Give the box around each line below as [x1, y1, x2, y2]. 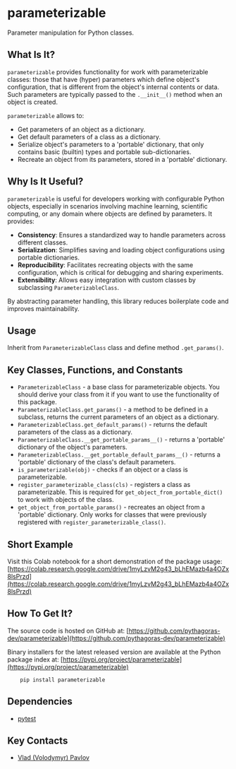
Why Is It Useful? [7, 175, 84, 188]
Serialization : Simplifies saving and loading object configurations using [17, 245, 225, 254]
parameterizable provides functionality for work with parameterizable [7, 67, 209, 76]
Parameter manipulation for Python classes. [7, 28, 135, 37]
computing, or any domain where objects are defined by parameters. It [7, 209, 213, 218]
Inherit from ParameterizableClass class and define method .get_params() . [7, 344, 224, 352]
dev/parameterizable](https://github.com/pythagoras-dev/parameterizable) [7, 634, 225, 642]
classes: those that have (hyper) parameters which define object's [7, 75, 200, 83]
